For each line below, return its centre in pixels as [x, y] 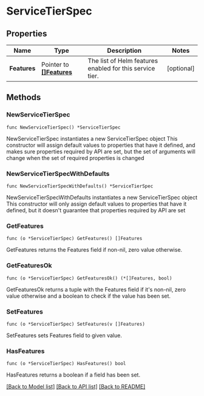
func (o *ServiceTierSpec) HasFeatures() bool [66, 364]
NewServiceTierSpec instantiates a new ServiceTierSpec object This [92, 138]
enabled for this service [121, 68]
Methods [24, 97]
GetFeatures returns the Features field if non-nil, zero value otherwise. [94, 250]
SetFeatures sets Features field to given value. [64, 335]
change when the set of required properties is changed [75, 158]
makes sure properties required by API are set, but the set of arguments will [101, 151]
